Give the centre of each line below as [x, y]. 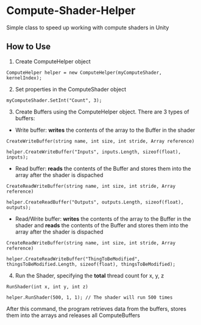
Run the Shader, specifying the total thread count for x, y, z [90, 276]
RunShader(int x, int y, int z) [47, 287]
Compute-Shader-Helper [71, 11]
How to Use [29, 47]
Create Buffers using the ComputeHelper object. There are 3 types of [102, 112]
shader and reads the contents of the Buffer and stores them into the [102, 225]
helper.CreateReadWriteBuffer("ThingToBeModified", [73, 259]
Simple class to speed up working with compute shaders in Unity [88, 27]
